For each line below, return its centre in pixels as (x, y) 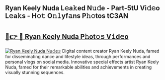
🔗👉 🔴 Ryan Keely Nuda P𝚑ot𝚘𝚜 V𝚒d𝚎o (67, 37)
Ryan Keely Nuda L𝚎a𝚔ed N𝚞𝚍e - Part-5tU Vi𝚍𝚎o (82, 8)
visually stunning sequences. (35, 72)
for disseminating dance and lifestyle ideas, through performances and (78, 56)
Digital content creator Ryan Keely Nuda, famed (111, 51)
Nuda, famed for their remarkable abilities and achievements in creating (79, 67)
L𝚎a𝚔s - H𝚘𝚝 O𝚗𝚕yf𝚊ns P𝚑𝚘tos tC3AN (67, 16)
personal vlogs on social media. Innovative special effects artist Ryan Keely (82, 62)
